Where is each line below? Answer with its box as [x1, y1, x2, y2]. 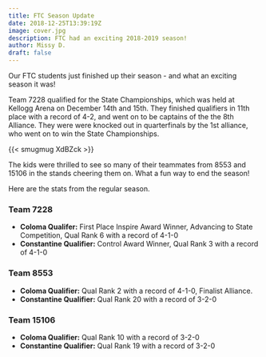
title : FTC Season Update [8, 11, 94, 20]
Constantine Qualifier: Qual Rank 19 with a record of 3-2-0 [19, 341, 216, 351]
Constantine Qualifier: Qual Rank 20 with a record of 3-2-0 [19, 294, 217, 304]
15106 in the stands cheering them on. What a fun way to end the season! [8, 169, 250, 178]
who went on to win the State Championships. [8, 129, 160, 138]
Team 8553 [8, 267, 54, 279]
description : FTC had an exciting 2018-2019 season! [8, 34, 188, 42]
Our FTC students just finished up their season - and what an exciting [8, 71, 237, 80]
